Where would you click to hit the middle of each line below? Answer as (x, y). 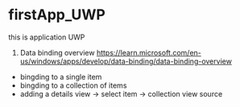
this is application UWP (47, 37)
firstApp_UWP (57, 15)
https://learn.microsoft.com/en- (149, 52)
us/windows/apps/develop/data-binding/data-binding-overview (126, 61)
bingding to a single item (61, 76)
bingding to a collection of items (73, 85)
